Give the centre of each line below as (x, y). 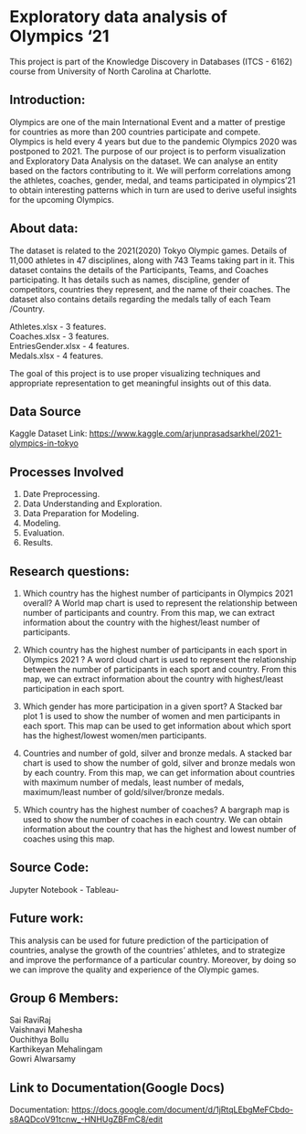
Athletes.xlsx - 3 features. (58, 326)
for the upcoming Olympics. (62, 199)
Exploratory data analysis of (119, 17)
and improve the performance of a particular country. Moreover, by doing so (153, 959)
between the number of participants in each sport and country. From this (159, 669)
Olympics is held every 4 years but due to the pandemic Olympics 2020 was (153, 141)
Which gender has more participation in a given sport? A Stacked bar (153, 706)
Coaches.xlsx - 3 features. (59, 336)
